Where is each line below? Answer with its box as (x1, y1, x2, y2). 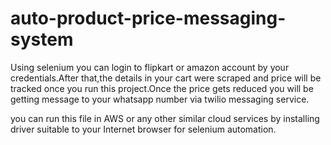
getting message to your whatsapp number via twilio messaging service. (10, 93, 310, 105)
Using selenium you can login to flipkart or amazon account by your (10, 61, 290, 73)
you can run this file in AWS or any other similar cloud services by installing (10, 112, 320, 124)
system (10, 28, 74, 51)
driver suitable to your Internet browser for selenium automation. (10, 123, 277, 135)
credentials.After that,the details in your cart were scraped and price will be (10, 72, 322, 84)
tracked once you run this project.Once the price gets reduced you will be (10, 82, 314, 94)
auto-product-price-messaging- (10, 7, 287, 30)
